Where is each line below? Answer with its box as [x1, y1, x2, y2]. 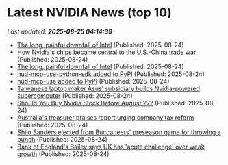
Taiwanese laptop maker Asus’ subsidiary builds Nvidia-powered [16, 84, 201, 92]
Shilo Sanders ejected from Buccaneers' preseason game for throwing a [16, 128, 221, 136]
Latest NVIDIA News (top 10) [7, 5, 173, 21]
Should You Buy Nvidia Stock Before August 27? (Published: [16, 99, 187, 107]
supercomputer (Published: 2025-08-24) [16, 91, 134, 100]
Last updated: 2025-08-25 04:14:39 [7, 27, 113, 36]
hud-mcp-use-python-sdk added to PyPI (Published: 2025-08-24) [16, 70, 205, 78]
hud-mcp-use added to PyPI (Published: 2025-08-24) [16, 77, 170, 85]
